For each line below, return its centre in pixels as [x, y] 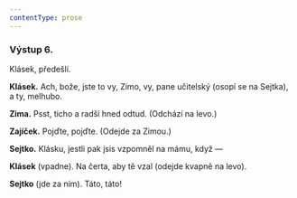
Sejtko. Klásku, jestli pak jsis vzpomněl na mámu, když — [116, 148]
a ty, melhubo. [36, 96]
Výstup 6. [32, 49]
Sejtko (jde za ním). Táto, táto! [65, 184]
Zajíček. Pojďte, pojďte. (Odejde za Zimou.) [90, 131]
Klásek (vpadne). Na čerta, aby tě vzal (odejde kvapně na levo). [128, 166]
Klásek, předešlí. [40, 69]
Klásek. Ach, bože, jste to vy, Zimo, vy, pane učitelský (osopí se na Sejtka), [149, 86]
